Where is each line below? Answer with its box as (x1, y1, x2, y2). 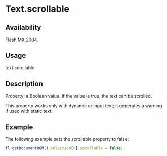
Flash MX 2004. (5, 36, 39, 43)
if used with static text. (5, 108, 53, 114)
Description (5, 80, 43, 88)
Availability (5, 23, 41, 32)
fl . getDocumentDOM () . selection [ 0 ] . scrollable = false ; (5, 146, 123, 151)
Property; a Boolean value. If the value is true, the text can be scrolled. (5, 93, 152, 99)
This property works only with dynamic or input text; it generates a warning (5, 102, 162, 109)
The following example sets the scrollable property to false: (5, 136, 129, 142)
